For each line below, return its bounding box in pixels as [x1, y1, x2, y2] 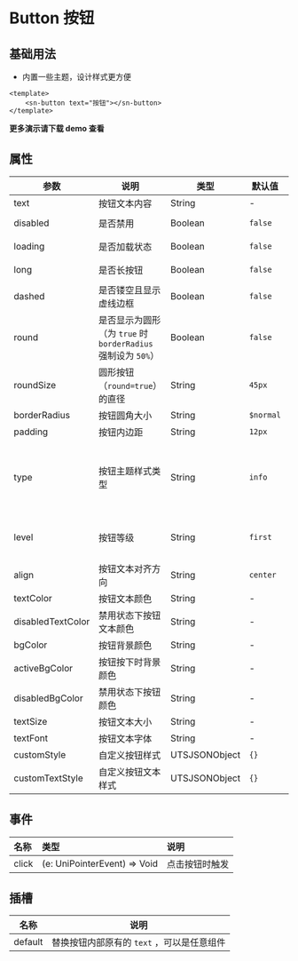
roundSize [13, 378, 57, 391]
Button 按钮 [9, 8, 95, 28]
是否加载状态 [98, 241, 153, 253]
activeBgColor [13, 662, 74, 674]
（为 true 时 [98, 327, 149, 339]
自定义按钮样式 [98, 749, 161, 761]
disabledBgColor [13, 692, 83, 704]
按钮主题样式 [98, 465, 153, 477]
